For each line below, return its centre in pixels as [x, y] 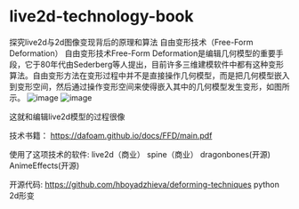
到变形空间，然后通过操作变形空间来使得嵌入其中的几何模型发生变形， [138, 86]
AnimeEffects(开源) [44, 165]
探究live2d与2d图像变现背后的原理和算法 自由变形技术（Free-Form [131, 42]
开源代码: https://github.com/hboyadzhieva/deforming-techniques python [145, 184]
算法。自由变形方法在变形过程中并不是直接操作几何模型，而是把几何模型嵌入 [149, 75]
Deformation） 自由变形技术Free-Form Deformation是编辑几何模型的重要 [142, 53]
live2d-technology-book [101, 16]
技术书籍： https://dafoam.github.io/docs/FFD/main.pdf [111, 135]
